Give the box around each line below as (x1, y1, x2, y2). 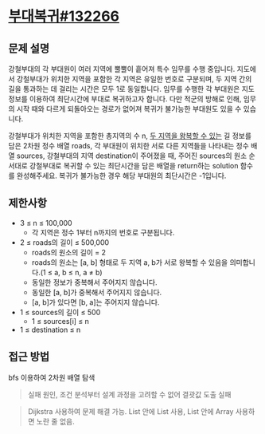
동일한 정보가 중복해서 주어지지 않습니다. (31, 277, 158, 287)
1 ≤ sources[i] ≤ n (31, 316, 90, 325)
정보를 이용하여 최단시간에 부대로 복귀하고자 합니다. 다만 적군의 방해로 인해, (8, 94, 242, 104)
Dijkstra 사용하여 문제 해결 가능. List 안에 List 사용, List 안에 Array (27, 406, 234, 416)
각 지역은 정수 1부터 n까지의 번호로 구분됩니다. (31, 227, 175, 237)
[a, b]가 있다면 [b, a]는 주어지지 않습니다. (31, 297, 160, 307)
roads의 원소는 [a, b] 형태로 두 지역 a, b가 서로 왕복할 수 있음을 (31, 257, 228, 267)
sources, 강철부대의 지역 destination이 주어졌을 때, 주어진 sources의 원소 (16, 151, 247, 160)
